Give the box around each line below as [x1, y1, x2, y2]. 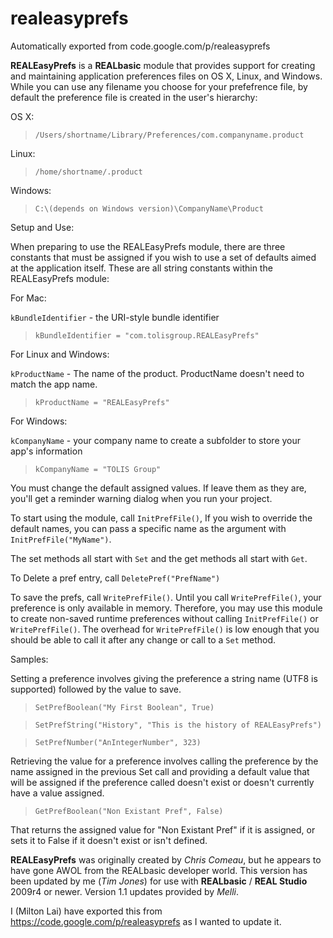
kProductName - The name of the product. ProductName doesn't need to [10, 367, 305, 379]
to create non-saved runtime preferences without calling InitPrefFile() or [10, 612, 319, 624]
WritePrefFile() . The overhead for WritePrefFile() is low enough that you [10, 623, 320, 635]
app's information [10, 445, 83, 457]
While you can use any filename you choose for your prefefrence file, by [10, 80, 308, 92]
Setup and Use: [10, 221, 75, 233]
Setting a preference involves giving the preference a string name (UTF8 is [10, 672, 318, 684]
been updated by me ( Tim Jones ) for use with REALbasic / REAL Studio [10, 875, 308, 887]
